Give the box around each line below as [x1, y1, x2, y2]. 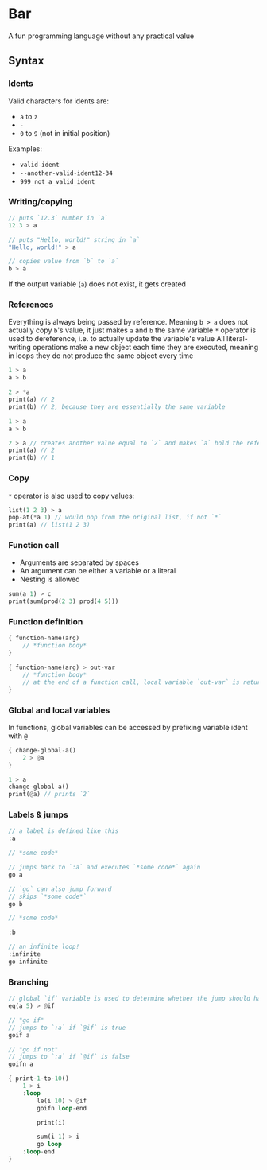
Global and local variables [8, 705, 110, 716]
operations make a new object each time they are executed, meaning [33, 343, 259, 352]
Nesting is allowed [19, 574, 81, 585]
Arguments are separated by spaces [19, 558, 139, 567]
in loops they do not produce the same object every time [8, 351, 194, 360]
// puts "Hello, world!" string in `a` [8, 235, 141, 243]
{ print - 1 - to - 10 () [8, 1075, 69, 1083]
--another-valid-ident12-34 [19, 169, 113, 177]
